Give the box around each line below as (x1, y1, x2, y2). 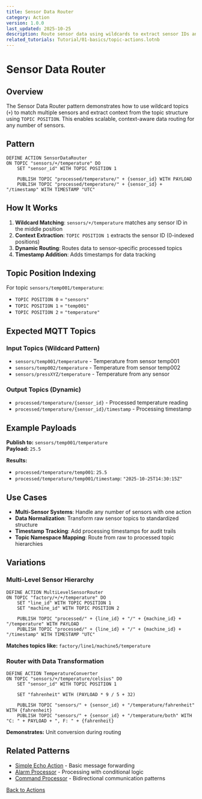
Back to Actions (6, 786, 46, 794)
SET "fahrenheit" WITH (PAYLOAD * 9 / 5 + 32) (17, 692, 136, 698)
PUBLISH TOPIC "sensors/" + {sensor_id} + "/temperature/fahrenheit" (17, 702, 195, 708)
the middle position (14, 225, 63, 232)
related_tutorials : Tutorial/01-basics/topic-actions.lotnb (6, 37, 161, 43)
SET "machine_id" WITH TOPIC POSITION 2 (17, 605, 120, 611)
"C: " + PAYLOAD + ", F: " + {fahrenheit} (6, 718, 114, 724)
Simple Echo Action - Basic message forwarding (14, 762, 135, 769)
